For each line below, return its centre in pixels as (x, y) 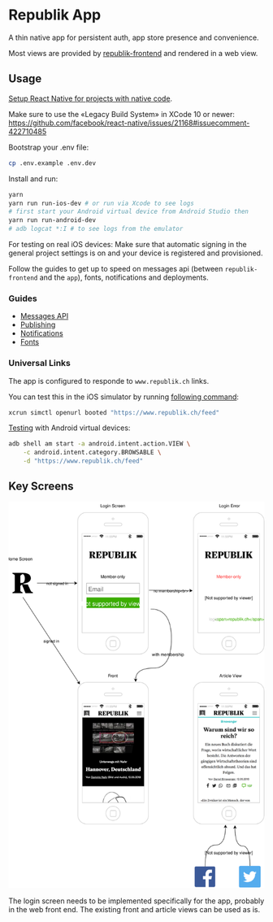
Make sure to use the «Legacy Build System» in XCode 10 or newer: (122, 114)
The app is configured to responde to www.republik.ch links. (109, 381)
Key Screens (41, 487)
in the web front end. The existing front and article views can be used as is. (134, 909)
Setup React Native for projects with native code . (91, 98)
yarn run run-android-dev (52, 220)
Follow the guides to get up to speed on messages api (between (116, 269)
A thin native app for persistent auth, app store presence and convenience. (134, 37)
